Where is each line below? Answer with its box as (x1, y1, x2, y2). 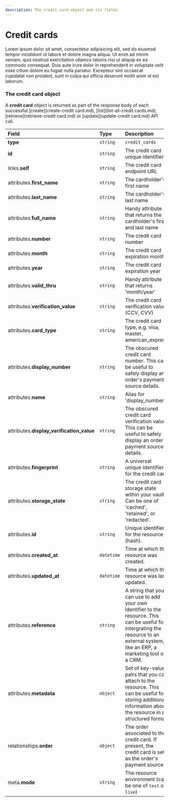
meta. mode (8, 779, 35, 786)
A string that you (125, 587, 164, 594)
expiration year (125, 267, 161, 274)
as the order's (125, 755, 158, 762)
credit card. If (125, 736, 157, 743)
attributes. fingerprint (8, 464, 58, 471)
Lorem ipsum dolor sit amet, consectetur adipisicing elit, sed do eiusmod (5, 46, 156, 52)
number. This (125, 357, 157, 364)
